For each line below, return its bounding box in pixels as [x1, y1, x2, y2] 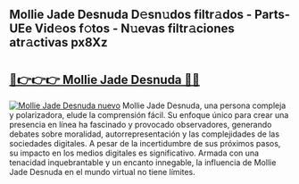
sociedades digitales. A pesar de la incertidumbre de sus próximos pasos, [9, 138, 281, 148]
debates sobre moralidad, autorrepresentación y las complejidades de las [9, 129, 279, 139]
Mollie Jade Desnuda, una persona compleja [121, 100, 287, 111]
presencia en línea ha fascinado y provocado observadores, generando [9, 120, 272, 130]
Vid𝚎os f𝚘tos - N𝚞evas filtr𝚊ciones [34, 21, 235, 37]
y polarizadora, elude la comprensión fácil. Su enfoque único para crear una [9, 110, 289, 120]
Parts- [253, 7, 291, 22]
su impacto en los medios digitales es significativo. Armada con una [9, 147, 260, 158]
